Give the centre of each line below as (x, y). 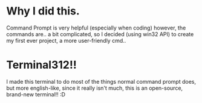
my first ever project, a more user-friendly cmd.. (66, 40)
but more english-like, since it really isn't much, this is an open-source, (95, 88)
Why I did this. (43, 11)
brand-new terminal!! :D (36, 94)
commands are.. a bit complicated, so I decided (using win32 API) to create (100, 34)
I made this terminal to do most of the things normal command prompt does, (101, 81)
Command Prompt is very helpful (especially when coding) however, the (96, 28)
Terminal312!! (41, 65)
